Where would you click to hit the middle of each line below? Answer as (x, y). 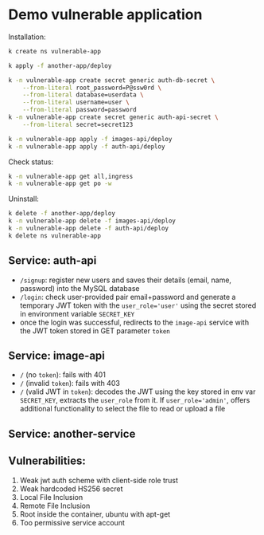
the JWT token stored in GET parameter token (95, 330)
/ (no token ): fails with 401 (62, 375)
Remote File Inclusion (55, 505)
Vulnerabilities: (47, 461)
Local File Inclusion (51, 497)
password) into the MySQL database (80, 288)
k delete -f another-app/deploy (62, 214)
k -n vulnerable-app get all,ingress (71, 176)
